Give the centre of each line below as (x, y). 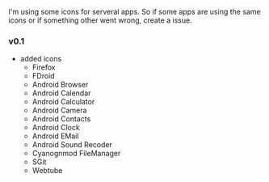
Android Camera (59, 110)
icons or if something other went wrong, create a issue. (100, 20)
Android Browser (60, 85)
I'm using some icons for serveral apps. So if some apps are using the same (134, 12)
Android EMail (55, 136)
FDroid (43, 76)
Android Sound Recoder (72, 145)
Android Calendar (61, 93)
